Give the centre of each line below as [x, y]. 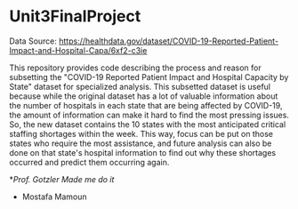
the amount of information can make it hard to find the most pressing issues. [149, 115]
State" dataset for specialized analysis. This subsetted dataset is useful [140, 86]
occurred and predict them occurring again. [89, 162]
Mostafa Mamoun [54, 197]
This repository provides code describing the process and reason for [136, 68]
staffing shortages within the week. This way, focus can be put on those [141, 133]
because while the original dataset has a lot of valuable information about [144, 96]
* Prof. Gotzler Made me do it [62, 179]
